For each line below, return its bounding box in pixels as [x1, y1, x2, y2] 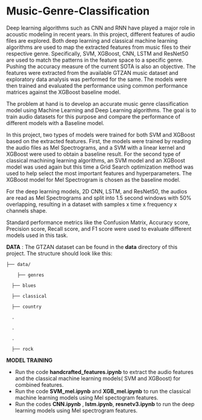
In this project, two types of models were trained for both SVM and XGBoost [6, 131, 195, 138]
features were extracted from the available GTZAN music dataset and [6, 69, 179, 76]
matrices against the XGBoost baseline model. [6, 88, 121, 95]
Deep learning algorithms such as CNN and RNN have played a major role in [6, 24, 195, 31]
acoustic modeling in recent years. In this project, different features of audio [6, 30, 195, 37]
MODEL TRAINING [6, 357, 53, 364]
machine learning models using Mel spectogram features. [14, 394, 159, 401]
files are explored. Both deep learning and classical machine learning [6, 37, 178, 44]
